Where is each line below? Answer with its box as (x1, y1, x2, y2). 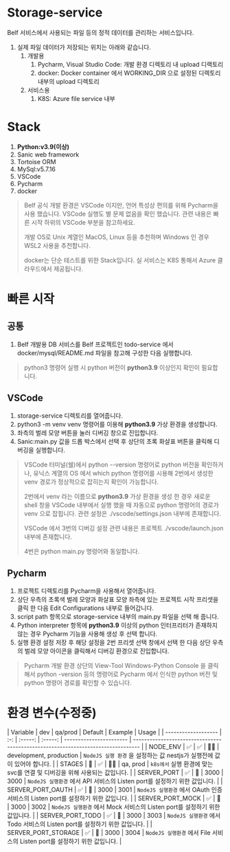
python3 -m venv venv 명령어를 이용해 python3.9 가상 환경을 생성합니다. (16, 420, 218, 428)
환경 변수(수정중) (7, 705, 97, 721)
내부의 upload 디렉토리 (37, 77, 100, 85)
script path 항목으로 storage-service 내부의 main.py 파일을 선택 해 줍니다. (16, 612, 220, 620)
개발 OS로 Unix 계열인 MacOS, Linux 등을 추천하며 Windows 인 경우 (23, 232, 209, 241)
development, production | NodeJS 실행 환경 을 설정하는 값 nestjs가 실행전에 (7, 751, 214, 760)
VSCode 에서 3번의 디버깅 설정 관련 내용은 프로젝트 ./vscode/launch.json (23, 524, 224, 532)
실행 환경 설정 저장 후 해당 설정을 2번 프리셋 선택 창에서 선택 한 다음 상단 (16, 638, 211, 647)
